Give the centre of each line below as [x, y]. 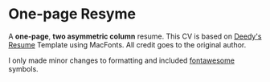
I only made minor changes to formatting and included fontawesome [122, 60]
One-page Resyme [72, 14]
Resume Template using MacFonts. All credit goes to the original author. [127, 44]
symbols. [23, 68]
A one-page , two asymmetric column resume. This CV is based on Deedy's [135, 36]
